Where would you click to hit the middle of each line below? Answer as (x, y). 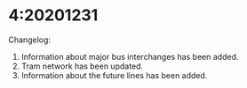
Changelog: (29, 40)
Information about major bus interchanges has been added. (130, 56)
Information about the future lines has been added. (114, 75)
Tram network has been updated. (82, 66)
